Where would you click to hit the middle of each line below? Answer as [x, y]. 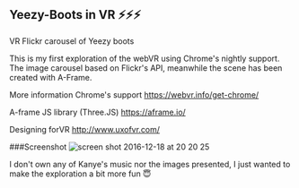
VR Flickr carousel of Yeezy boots [72, 41]
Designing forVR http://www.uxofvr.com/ [84, 129]
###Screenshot [38, 147]
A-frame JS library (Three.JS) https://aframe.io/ [97, 112]
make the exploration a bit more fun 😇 [80, 174]
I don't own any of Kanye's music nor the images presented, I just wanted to [150, 164]
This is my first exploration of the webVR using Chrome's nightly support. [145, 58]
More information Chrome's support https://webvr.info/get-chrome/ [134, 94]
